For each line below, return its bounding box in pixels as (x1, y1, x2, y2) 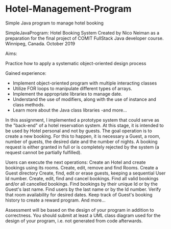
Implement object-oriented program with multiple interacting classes (12, 80, 157, 86)
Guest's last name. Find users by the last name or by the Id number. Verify (5, 186, 161, 192)
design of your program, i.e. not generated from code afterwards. (5, 217, 143, 224)
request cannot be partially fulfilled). (5, 149, 82, 155)
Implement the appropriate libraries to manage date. (12, 91, 123, 97)
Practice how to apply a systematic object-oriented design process (5, 60, 146, 66)
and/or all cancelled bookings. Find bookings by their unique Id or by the (5, 181, 158, 187)
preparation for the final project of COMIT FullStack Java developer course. (5, 35, 164, 41)
